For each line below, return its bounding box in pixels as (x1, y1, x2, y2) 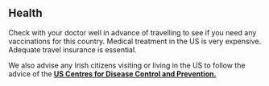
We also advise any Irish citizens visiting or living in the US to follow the (8, 60, 246, 70)
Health (8, 6, 43, 20)
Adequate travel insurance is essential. (8, 44, 137, 55)
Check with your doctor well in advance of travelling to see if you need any (8, 27, 257, 37)
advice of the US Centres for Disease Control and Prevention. (8, 68, 217, 79)
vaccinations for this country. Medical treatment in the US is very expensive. (8, 36, 262, 46)
